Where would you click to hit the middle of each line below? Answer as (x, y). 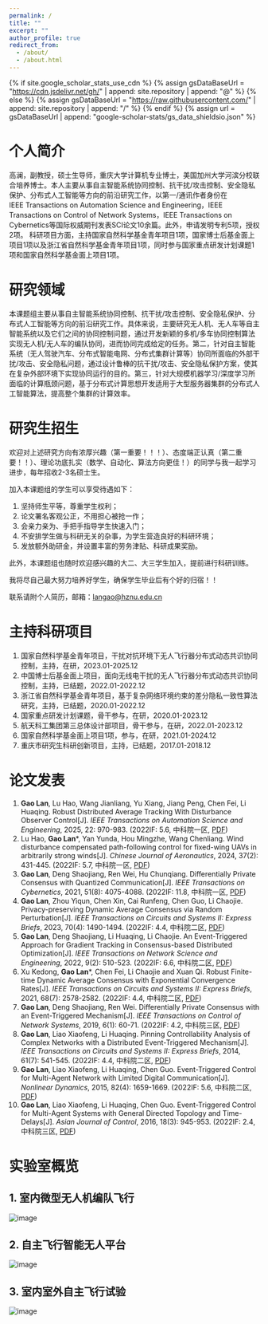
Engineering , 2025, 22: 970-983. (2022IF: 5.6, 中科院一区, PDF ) (124, 829)
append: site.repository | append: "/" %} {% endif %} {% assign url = (122, 108)
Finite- (242, 971)
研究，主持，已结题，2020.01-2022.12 (83, 705)
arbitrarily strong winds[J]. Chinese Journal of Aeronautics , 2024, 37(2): (140, 855)
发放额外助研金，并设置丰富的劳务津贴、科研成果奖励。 (111, 546)
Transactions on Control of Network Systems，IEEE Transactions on (121, 215)
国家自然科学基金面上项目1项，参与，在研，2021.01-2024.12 (118, 735)
